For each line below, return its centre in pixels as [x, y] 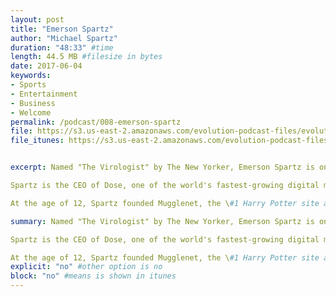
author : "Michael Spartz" [64, 38]
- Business [33, 103]
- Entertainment [44, 94]
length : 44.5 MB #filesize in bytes [86, 57]
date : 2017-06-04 [46, 66]
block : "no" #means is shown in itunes [93, 276]
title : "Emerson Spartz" [62, 29]
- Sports [28, 85]
